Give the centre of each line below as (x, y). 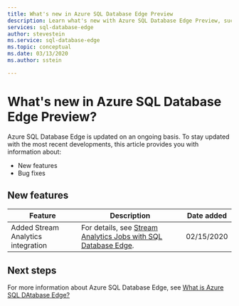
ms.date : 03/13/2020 (38, 54)
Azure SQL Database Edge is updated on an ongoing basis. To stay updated (118, 137)
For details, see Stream (119, 227)
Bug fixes (32, 173)
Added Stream (35, 227)
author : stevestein (36, 34)
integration (29, 245)
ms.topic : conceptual (39, 47)
